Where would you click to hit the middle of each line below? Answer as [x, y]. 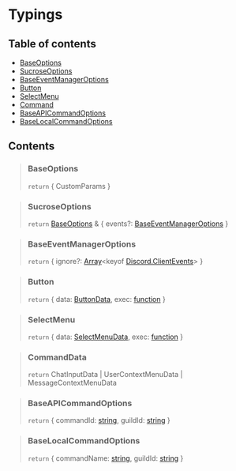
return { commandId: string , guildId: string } [99, 420]
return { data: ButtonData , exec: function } [96, 299]
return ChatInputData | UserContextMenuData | [105, 375]
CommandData [57, 357]
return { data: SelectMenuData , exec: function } [105, 337]
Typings [36, 15]
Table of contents [52, 44]
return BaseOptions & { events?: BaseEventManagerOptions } [128, 224]
